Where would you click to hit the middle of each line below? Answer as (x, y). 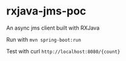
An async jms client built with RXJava (53, 28)
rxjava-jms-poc (46, 11)
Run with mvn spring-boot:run (44, 39)
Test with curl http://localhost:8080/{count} (63, 51)
